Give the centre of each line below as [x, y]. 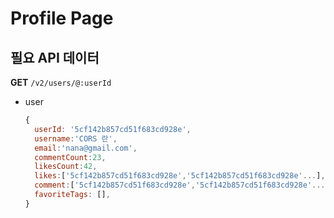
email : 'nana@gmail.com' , [86, 148]
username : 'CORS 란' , [76, 138]
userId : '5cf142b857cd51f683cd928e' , [113, 129]
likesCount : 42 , [66, 167]
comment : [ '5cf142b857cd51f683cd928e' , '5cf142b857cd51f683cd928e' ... [180, 185]
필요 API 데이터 [55, 57]
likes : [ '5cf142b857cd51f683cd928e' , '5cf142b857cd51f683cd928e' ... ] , [180, 176]
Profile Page [62, 18]
